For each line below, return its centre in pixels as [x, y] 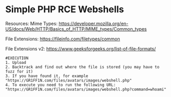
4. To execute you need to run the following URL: [61, 85]
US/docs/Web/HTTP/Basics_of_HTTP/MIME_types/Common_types [76, 29]
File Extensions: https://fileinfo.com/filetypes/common [63, 39]
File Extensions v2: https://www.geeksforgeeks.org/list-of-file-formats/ [81, 48]
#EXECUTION [17, 58]
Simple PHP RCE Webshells [65, 9]
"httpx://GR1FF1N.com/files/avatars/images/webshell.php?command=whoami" [86, 89]
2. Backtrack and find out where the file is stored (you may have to [82, 67]
